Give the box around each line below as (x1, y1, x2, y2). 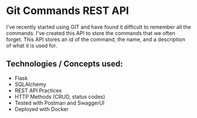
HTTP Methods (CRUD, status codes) (14, 93, 106, 100)
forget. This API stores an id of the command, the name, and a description (6, 36, 185, 43)
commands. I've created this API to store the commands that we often (6, 29, 175, 36)
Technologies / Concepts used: (6, 59, 123, 69)
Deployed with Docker (14, 105, 69, 112)
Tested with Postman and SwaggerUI (14, 99, 105, 106)
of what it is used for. (6, 42, 58, 49)
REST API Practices (14, 86, 62, 94)
